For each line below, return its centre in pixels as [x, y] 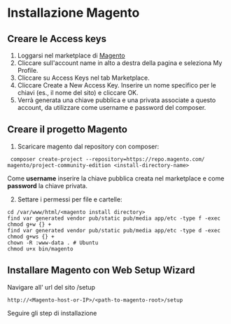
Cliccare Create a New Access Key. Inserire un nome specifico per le [117, 85]
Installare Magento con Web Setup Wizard [101, 270]
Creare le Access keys [57, 39]
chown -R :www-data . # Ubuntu [53, 243]
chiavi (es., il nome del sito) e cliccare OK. [78, 93]
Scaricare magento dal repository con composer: [88, 146]
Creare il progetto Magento [68, 130]
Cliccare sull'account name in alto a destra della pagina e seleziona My [120, 63]
